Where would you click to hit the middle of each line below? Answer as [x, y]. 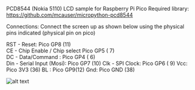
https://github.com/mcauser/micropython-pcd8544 [70, 15]
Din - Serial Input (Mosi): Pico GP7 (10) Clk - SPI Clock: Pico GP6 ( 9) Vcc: [97, 63]
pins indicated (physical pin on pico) [51, 33]
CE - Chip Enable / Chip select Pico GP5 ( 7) [60, 51]
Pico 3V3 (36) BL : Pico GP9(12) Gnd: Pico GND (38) [71, 70]
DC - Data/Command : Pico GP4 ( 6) [51, 57]
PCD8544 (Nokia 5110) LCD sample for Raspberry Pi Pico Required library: [98, 9]
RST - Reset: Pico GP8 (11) [39, 44]
